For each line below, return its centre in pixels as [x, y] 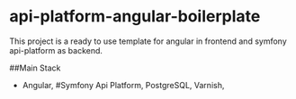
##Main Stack [35, 68]
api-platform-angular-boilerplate [135, 16]
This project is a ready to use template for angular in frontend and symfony [148, 41]
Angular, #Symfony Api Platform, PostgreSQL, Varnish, [123, 85]
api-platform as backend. [56, 50]
